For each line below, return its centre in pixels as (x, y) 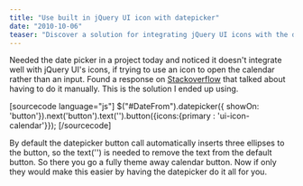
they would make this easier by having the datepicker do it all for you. (138, 172)
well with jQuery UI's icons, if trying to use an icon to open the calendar (142, 70)
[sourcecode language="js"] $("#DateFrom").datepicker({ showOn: (134, 107)
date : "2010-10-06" (46, 26)
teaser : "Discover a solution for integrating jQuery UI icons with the (149, 34)
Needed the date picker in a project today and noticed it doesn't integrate (146, 60)
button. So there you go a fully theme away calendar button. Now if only (143, 163)
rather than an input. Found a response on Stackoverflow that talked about (147, 79)
